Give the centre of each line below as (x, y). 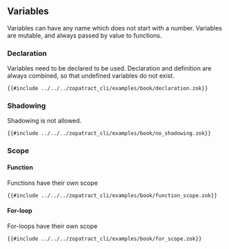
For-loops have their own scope (52, 226)
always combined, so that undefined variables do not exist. (91, 76)
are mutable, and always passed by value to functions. (84, 35)
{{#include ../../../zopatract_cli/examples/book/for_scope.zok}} (104, 239)
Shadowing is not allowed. (44, 121)
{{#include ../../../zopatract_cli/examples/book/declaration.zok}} (108, 89)
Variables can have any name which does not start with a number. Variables (115, 28)
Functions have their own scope (52, 183)
